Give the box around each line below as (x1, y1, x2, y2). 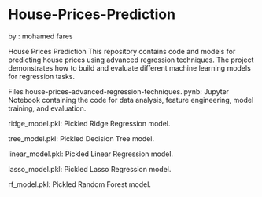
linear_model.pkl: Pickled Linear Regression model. (8, 149, 174, 159)
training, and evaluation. (8, 104, 87, 113)
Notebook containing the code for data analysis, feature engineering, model (8, 95, 254, 104)
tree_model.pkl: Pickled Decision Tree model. (8, 133, 155, 143)
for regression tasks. (8, 71, 76, 81)
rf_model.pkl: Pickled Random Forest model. (8, 179, 152, 189)
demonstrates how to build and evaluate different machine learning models (8, 63, 252, 72)
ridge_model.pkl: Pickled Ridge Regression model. (8, 119, 171, 128)
